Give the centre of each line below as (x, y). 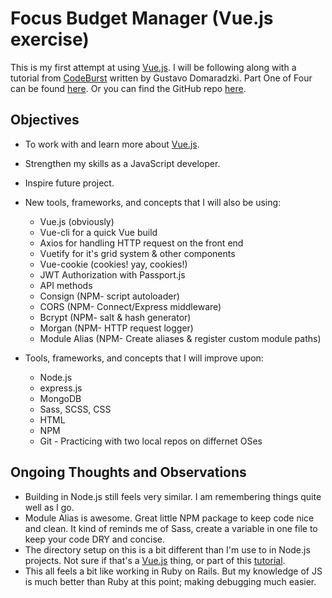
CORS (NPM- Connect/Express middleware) (130, 306)
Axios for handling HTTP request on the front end (141, 243)
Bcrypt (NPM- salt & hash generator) (115, 317)
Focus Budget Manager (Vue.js (142, 18)
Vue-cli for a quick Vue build (98, 232)
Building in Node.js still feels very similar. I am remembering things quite (173, 496)
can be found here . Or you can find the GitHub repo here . (128, 88)
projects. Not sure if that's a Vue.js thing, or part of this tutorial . (155, 560)
